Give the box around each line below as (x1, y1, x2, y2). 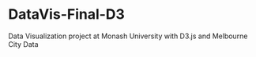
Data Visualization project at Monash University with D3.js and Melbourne (8, 31, 248, 41)
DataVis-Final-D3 (8, 5, 125, 23)
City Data (8, 39, 39, 48)
